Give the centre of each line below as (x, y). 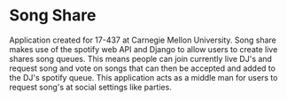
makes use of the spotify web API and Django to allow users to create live (143, 49)
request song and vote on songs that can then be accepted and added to (143, 68)
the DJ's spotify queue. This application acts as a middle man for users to (143, 77)
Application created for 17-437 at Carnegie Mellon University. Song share (143, 40)
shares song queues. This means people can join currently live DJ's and (141, 58)
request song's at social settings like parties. (91, 87)
